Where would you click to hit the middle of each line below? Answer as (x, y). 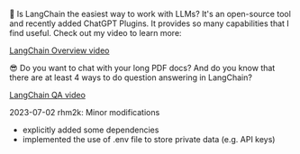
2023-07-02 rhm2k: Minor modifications (85, 112)
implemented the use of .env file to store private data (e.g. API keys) (149, 139)
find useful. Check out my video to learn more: (95, 33)
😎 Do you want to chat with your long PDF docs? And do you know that (142, 68)
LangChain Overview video (59, 50)
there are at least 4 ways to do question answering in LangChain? (131, 77)
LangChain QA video (47, 95)
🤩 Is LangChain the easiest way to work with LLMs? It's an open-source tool (150, 14)
